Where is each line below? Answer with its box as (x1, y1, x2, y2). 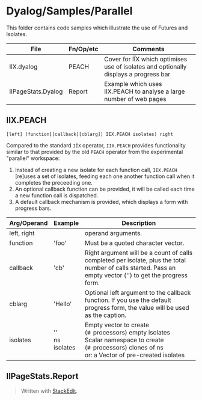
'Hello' (53, 300, 72, 308)
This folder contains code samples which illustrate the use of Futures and (6, 24, 188, 31)
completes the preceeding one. (14, 179, 93, 186)
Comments (132, 45, 165, 53)
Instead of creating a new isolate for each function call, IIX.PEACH (14, 166, 177, 173)
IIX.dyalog (9, 62, 38, 70)
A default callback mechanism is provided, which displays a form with (14, 198, 188, 205)
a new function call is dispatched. (14, 191, 99, 199)
